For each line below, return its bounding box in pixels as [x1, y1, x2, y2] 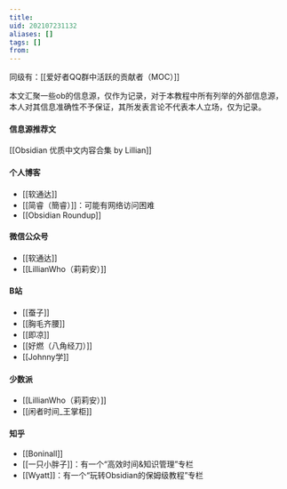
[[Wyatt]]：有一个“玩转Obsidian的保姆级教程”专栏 [21, 470, 204, 481]
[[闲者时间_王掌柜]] [21, 406, 92, 417]
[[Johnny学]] [21, 351, 69, 362]
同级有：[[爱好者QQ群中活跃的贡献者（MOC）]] [9, 72, 180, 83]
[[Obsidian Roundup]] [21, 210, 102, 220]
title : [9, 12, 34, 22]
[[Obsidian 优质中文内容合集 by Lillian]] [9, 145, 153, 156]
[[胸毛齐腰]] [21, 317, 66, 329]
